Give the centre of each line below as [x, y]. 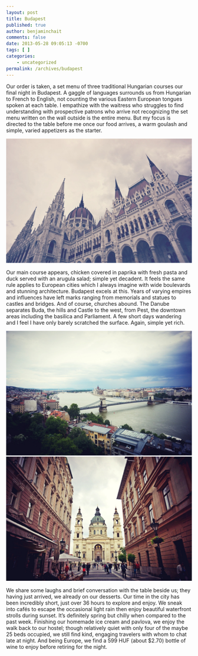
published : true [26, 25]
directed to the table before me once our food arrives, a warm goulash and [97, 124]
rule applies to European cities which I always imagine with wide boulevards [98, 285]
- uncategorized [37, 62]
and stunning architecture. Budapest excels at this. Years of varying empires [99, 291]
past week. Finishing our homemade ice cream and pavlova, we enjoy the [95, 622]
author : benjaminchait [34, 31]
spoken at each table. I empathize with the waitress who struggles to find [95, 105]
